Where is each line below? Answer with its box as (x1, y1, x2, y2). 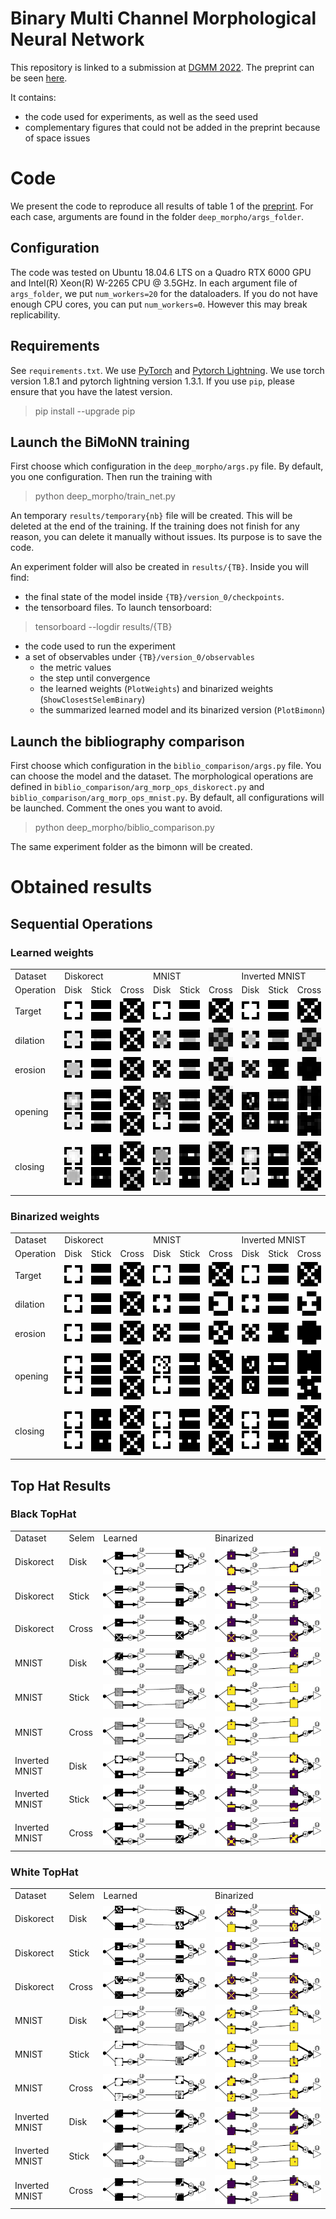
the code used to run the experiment (24, 640, 176, 652)
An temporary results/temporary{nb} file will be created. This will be (10, 510, 293, 522)
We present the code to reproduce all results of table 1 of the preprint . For (10, 200, 314, 212)
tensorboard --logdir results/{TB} (34, 621, 173, 633)
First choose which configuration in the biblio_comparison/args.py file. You (10, 760, 322, 772)
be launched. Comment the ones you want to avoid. (10, 802, 223, 814)
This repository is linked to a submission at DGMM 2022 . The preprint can (10, 61, 315, 73)
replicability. (10, 308, 61, 321)
